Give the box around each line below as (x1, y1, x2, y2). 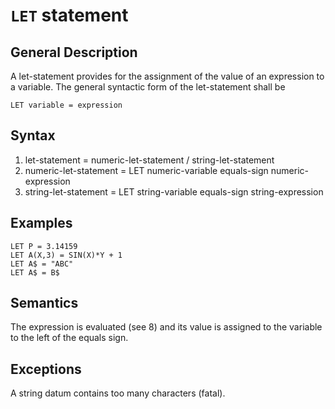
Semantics (10, 295, 79, 312)
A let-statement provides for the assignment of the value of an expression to (10, 70, 325, 82)
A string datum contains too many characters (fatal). (10, 387, 226, 399)
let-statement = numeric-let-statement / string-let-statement (24, 154, 275, 166)
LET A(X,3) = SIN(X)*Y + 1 (10, 250, 123, 260)
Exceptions (10, 360, 82, 378)
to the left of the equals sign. (10, 332, 129, 344)
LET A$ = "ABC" (10, 259, 74, 269)
